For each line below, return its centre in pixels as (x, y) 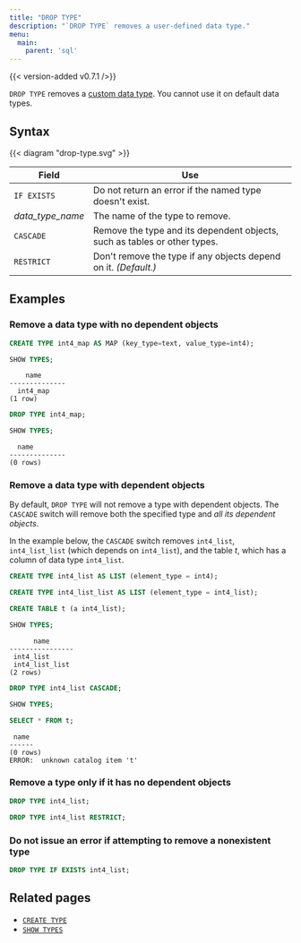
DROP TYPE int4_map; (48, 415)
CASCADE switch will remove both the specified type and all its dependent (142, 514)
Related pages (50, 898)
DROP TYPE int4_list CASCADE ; (66, 688)
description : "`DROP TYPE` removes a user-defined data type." (130, 26)
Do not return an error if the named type (177, 190)
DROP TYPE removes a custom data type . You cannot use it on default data (144, 94)
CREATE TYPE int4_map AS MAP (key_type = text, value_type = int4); (132, 343)
